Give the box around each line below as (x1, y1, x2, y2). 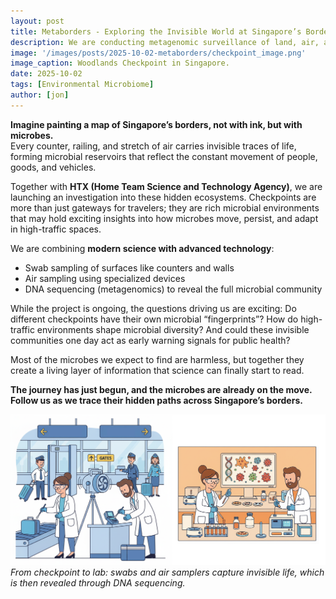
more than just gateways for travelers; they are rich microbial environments (10, 201, 320, 214)
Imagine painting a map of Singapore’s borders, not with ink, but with (10, 118, 303, 130)
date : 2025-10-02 (10, 69, 83, 79)
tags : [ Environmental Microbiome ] (10, 80, 155, 90)
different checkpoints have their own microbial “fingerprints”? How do (10, 313, 299, 325)
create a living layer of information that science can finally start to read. (10, 364, 305, 376)
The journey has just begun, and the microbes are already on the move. (10, 383, 313, 395)
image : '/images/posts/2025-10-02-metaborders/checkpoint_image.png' (10, 48, 307, 58)
